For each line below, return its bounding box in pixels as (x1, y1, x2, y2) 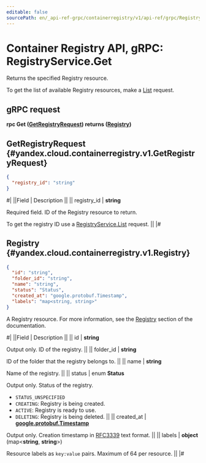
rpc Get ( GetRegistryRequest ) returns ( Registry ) (6, 121, 132, 128)
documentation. (6, 322, 47, 329)
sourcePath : (6, 15, 37, 21)
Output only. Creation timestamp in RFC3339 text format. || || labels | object (6, 431, 198, 438)
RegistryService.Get (6, 54, 112, 68)
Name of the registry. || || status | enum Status (6, 370, 124, 377)
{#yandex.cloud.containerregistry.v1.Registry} (6, 248, 191, 258)
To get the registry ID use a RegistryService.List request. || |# (6, 220, 161, 228)
